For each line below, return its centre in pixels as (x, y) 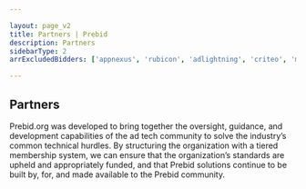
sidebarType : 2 (38, 51)
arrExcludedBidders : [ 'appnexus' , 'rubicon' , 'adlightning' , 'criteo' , (148, 60)
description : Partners (52, 43)
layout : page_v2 (40, 25)
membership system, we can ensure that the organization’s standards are (147, 154)
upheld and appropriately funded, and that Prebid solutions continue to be (148, 164)
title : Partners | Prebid (58, 34)
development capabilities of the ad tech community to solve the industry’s (148, 135)
